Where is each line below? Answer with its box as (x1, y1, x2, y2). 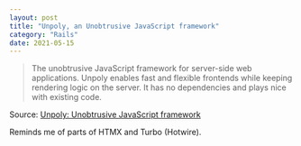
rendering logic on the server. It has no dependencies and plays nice (31, 82, 287, 93)
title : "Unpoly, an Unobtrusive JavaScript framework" (9, 22, 220, 31)
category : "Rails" (9, 30, 78, 39)
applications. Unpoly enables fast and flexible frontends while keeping (31, 73, 293, 84)
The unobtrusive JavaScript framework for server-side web (31, 63, 252, 74)
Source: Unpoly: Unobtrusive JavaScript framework (9, 109, 201, 120)
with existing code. (31, 92, 102, 103)
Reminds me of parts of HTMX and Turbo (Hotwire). (9, 127, 202, 138)
